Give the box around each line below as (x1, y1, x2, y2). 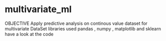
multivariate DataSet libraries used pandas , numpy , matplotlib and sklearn (5, 25, 161, 31)
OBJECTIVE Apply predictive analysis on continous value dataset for (5, 20, 148, 26)
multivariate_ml (5, 4, 72, 15)
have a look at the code (5, 31, 54, 37)
